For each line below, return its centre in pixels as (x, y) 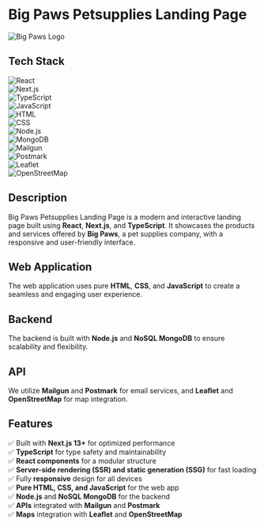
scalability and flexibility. (48, 347)
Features (30, 424)
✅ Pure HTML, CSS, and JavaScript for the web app (94, 487)
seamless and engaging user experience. (75, 294)
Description (38, 198)
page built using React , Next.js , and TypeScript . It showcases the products (132, 225)
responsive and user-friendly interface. (72, 242)
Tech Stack (36, 61)
